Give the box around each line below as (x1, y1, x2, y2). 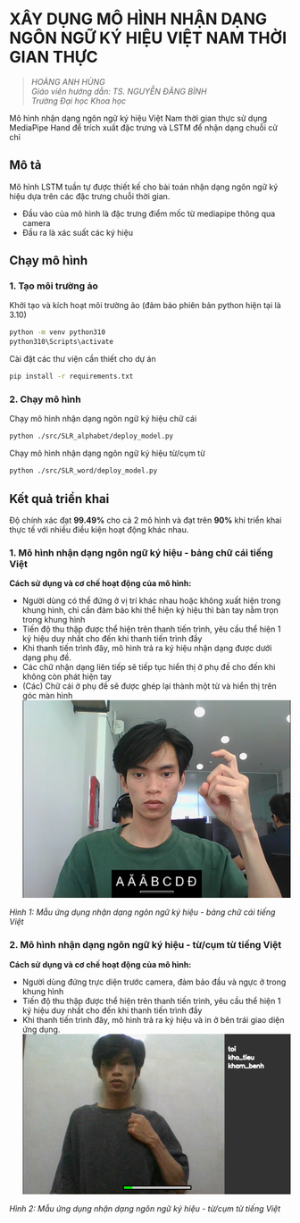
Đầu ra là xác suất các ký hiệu (21, 227, 134, 238)
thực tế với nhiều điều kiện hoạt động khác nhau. (9, 524, 189, 535)
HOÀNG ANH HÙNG (30, 76, 105, 87)
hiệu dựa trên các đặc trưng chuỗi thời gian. (9, 190, 171, 201)
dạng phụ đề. (21, 652, 71, 663)
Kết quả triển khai (9, 491, 110, 507)
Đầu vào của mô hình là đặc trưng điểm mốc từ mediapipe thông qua (21, 208, 276, 219)
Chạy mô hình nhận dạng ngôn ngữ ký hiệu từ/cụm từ (9, 448, 205, 459)
